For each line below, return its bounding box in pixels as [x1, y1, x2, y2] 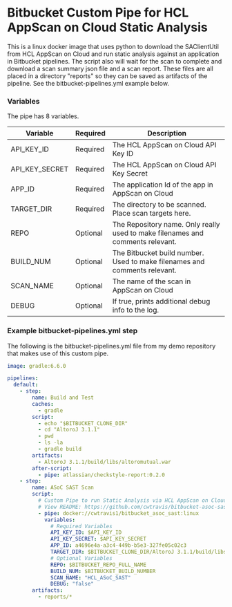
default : [13, 382, 39, 389]
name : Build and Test [32, 394, 95, 402]
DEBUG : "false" [50, 581, 95, 588]
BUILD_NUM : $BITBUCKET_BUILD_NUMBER [50, 568, 156, 575]
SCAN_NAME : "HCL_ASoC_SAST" [50, 574, 131, 581]
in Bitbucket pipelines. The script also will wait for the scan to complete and [7, 57, 222, 65]
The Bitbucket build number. [112, 248, 204, 258]
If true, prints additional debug [112, 297, 211, 306]
